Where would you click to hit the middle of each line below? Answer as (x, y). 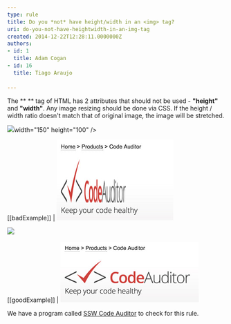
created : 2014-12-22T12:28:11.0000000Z (65, 37)
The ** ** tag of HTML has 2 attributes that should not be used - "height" (113, 101)
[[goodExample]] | (33, 300)
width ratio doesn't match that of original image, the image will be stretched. (116, 115)
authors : (20, 44)
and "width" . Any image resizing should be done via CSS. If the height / (110, 108)
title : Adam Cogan (40, 59)
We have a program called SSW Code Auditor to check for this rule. (103, 313)
